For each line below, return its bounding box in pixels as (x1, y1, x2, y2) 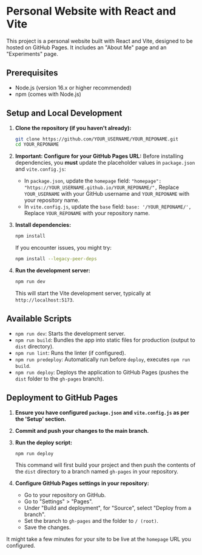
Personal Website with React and (6, 4, 177, 18)
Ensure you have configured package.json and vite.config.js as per (15, 408, 190, 416)
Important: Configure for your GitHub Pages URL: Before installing (15, 153, 184, 160)
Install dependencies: (15, 221, 72, 229)
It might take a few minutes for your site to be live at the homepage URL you (6, 536, 191, 543)
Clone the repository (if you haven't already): (15, 124, 132, 131)
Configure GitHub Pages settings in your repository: (15, 480, 150, 487)
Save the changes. (24, 524, 71, 531)
